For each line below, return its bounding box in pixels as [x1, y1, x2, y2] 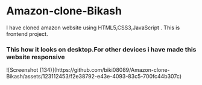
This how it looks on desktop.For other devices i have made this [6, 45, 197, 53]
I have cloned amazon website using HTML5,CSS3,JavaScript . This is [6, 24, 180, 31]
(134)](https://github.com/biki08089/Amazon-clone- [39, 66, 170, 74]
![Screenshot [6, 66, 39, 74]
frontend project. [6, 30, 48, 37]
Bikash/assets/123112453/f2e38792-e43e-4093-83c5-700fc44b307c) [6, 73, 182, 80]
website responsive [6, 53, 65, 61]
